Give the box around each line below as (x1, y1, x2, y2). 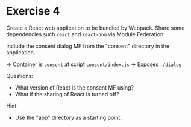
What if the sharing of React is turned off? (14, 90, 119, 97)
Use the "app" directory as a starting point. (14, 114, 122, 121)
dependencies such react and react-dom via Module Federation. (6, 30, 166, 37)
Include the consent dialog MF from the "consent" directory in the (6, 42, 170, 50)
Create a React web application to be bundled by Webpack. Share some (6, 24, 185, 31)
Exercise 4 (6, 4, 60, 18)
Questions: (6, 72, 33, 79)
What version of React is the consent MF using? (14, 83, 134, 91)
